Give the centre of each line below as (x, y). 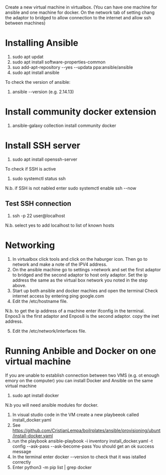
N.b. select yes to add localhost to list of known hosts (60, 225)
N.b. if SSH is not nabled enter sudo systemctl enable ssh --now (71, 188)
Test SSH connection (38, 204)
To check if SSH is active (30, 169)
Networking (30, 245)
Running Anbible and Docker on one (81, 351)
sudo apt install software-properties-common (59, 62)
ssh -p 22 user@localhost (39, 216)
